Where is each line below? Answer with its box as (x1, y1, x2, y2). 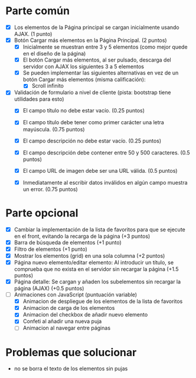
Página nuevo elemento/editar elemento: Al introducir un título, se (14, 259, 174, 266)
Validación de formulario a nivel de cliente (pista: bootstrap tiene (14, 89, 171, 96)
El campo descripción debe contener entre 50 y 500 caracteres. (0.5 (22, 149, 190, 156)
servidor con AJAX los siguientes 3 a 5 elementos (22, 63, 144, 70)
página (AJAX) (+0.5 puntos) (14, 285, 84, 292)
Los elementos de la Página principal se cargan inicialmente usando (14, 24, 179, 31)
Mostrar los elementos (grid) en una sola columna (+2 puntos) (14, 252, 165, 259)
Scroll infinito (31, 82, 64, 89)
